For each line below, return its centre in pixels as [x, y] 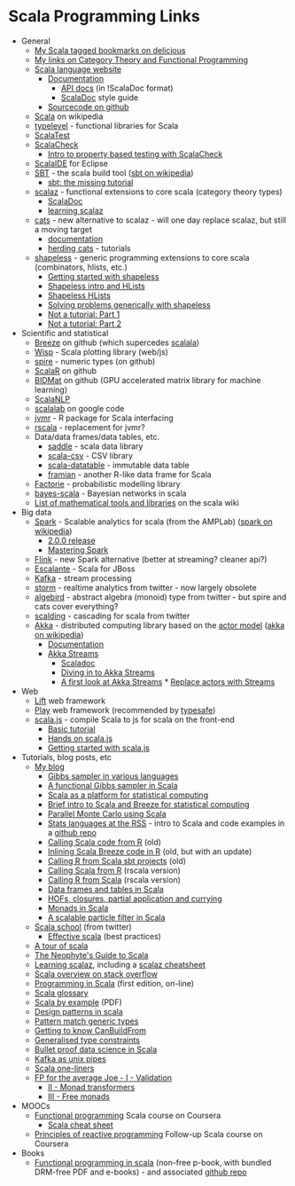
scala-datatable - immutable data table [118, 465]
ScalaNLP [52, 399]
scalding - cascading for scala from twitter [112, 616]
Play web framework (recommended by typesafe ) [125, 710]
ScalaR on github [66, 371]
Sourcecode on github [88, 106]
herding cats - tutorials [89, 248]
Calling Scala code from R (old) [104, 842]
